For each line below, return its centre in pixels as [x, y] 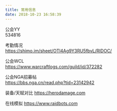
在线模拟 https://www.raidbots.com [41, 103]
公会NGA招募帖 [21, 77]
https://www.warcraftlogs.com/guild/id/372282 [54, 66]
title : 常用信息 [20, 10]
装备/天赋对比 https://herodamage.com [45, 93]
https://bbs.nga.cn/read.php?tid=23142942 [50, 82]
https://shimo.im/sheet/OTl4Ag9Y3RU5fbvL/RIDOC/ [58, 51]
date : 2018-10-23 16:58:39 [33, 14]
